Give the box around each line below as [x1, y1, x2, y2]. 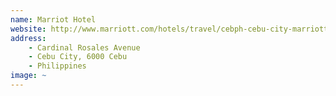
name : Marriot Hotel [10, 14, 97, 25]
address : [10, 33, 47, 43]
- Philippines [28, 61, 87, 71]
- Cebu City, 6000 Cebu [28, 52, 128, 62]
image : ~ [10, 71, 47, 81]
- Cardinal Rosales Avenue [28, 42, 141, 53]
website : [10, 24, 47, 34]
